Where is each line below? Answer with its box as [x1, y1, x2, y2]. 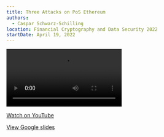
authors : [6, 15, 29, 21]
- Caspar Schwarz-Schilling [12, 20, 84, 26]
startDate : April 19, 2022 [6, 32, 76, 38]
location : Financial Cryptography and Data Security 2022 [6, 26, 158, 33]
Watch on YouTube [6, 112, 54, 119]
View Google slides [6, 123, 55, 131]
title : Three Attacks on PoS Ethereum [6, 9, 106, 15]
